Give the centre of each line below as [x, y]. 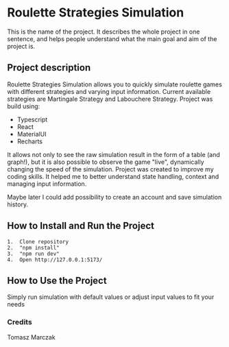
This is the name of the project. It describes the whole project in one [104, 32]
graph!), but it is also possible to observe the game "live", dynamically [106, 162]
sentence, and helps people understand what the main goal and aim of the [112, 38]
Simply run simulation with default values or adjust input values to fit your [111, 297]
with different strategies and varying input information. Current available [109, 91]
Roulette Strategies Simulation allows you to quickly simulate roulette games [115, 84]
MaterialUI [32, 134]
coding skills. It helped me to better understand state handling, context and [113, 176]
